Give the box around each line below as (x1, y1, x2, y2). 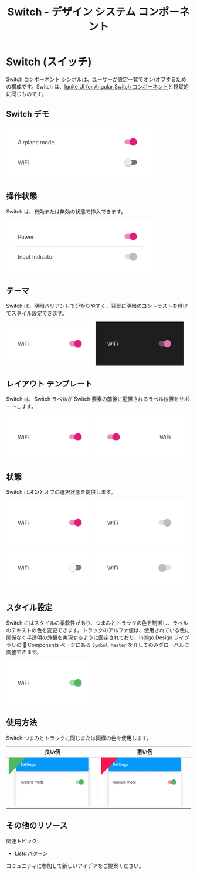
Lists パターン (14, 850, 48, 857)
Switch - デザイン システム (7, 5, 136, 19)
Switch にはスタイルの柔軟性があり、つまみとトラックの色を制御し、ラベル (6, 619, 188, 626)
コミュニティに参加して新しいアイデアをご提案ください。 (6, 862, 145, 869)
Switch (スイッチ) (6, 55, 92, 69)
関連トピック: (6, 837, 39, 845)
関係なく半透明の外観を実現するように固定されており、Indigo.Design (6, 634, 173, 641)
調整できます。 (6, 649, 42, 656)
